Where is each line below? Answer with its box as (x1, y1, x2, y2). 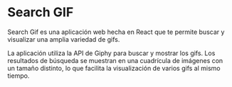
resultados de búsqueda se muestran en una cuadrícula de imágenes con (7, 56, 223, 64)
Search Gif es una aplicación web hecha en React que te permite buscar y (7, 28, 225, 36)
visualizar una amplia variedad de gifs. (7, 35, 120, 43)
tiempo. (7, 71, 30, 80)
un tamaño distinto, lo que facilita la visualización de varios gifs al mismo (7, 64, 221, 72)
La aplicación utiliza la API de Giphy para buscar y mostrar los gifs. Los (7, 49, 216, 57)
